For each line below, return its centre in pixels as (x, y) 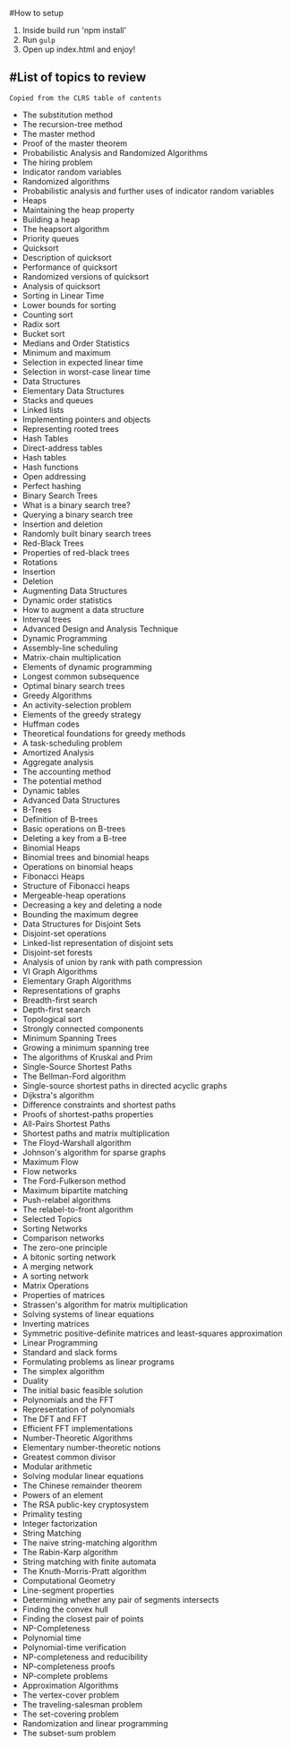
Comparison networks (63, 1238)
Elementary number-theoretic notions (91, 1447)
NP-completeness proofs (68, 1666)
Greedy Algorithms (57, 695)
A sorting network (56, 1276)
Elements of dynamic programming (87, 667)
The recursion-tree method (72, 124)
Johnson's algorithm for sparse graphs (94, 1152)
